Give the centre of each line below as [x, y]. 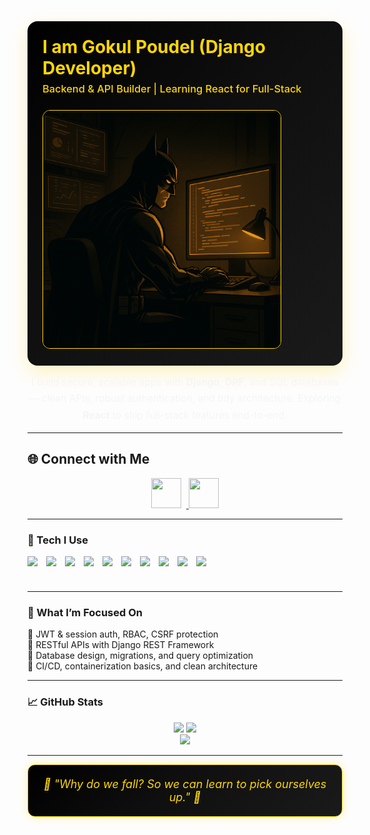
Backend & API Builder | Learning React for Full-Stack [172, 88]
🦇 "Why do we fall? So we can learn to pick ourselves [185, 783]
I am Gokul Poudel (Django [154, 47]
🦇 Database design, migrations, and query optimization [140, 656]
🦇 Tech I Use [58, 540]
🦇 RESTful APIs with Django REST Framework [121, 645]
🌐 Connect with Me [88, 459]
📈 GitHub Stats [65, 702]
